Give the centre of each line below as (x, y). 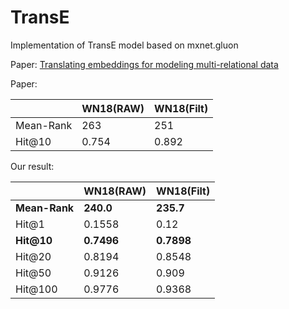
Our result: (32, 166)
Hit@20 (33, 256)
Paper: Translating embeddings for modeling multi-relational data (144, 64)
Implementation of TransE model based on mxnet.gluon (124, 45)
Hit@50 (33, 273)
